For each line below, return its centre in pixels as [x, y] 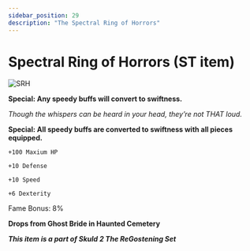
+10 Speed [24, 180]
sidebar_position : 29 [44, 15]
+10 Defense [28, 167]
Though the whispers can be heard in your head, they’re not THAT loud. [125, 114]
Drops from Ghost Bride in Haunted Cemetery [84, 224]
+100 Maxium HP [33, 152]
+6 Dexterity [30, 194]
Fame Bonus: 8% [36, 208]
